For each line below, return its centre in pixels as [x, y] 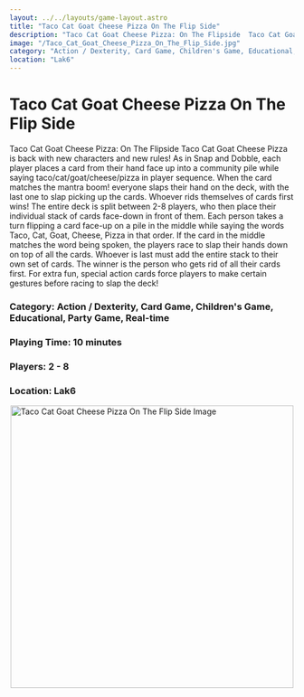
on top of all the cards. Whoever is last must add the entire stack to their [144, 254]
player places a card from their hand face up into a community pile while [144, 167]
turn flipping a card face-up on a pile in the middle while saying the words [147, 225]
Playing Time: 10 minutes [66, 342]
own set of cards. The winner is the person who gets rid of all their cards [145, 264]
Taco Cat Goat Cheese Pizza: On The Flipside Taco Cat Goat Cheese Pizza [148, 148]
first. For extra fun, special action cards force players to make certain [138, 273]
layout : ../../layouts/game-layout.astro [89, 18]
